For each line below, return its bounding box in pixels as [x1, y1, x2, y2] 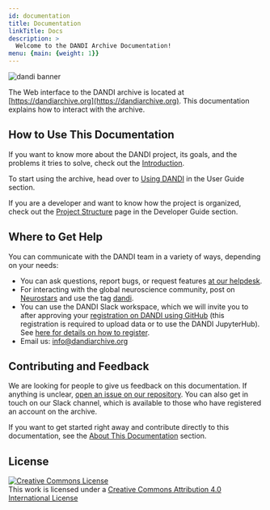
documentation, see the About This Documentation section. [8, 431, 207, 441]
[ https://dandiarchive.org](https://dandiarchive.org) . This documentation [8, 96, 250, 105]
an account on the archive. [8, 406, 98, 417]
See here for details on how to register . [19, 327, 150, 337]
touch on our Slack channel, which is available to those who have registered [8, 398, 262, 408]
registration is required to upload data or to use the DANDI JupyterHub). [19, 319, 260, 329]
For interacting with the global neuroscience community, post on [19, 284, 236, 294]
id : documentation [8, 11, 70, 20]
